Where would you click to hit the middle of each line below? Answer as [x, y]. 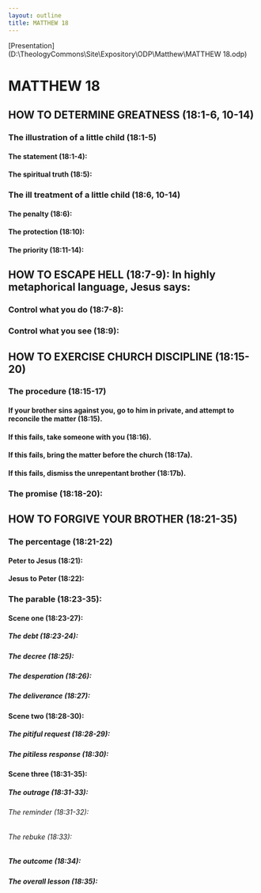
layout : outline [35, 15]
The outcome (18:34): [45, 861]
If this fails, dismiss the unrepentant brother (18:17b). [97, 473]
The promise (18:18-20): [55, 493]
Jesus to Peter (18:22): [46, 579]
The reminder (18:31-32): [49, 812]
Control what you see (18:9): [64, 331]
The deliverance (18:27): [49, 696]
